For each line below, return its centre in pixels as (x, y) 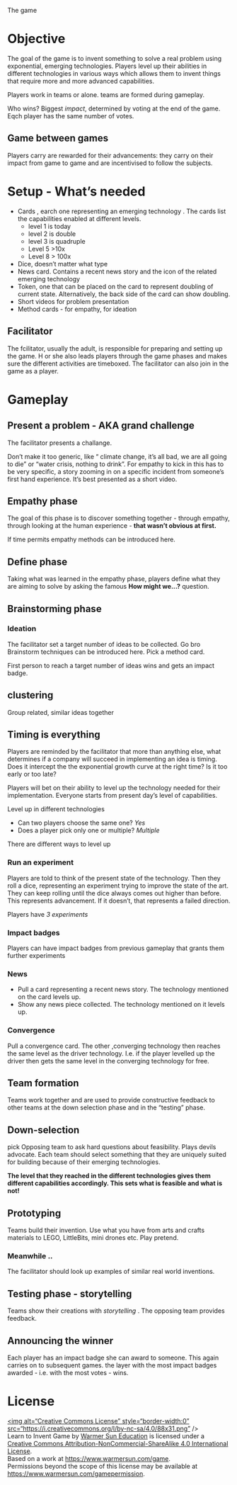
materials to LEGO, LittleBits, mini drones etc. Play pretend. (93, 1238)
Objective (36, 39)
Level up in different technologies (56, 809)
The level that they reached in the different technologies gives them (109, 1176)
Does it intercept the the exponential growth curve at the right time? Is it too (117, 767)
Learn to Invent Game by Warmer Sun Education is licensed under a (106, 1436)
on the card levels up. (49, 997)
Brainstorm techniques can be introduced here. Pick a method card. (106, 652)
